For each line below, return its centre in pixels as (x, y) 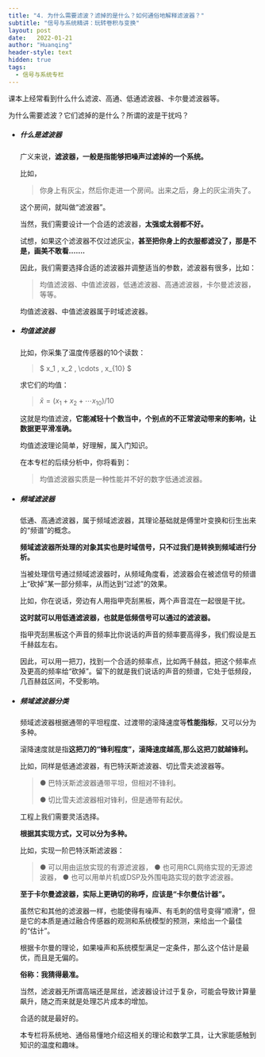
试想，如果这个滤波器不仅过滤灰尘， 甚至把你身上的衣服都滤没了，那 (131, 241)
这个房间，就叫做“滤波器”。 (65, 206)
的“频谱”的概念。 (47, 530)
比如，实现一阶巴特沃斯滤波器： (72, 851)
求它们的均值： (44, 384)
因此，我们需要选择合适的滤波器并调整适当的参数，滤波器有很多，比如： (138, 268)
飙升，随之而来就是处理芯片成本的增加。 (86, 1001)
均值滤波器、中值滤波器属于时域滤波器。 (86, 311)
